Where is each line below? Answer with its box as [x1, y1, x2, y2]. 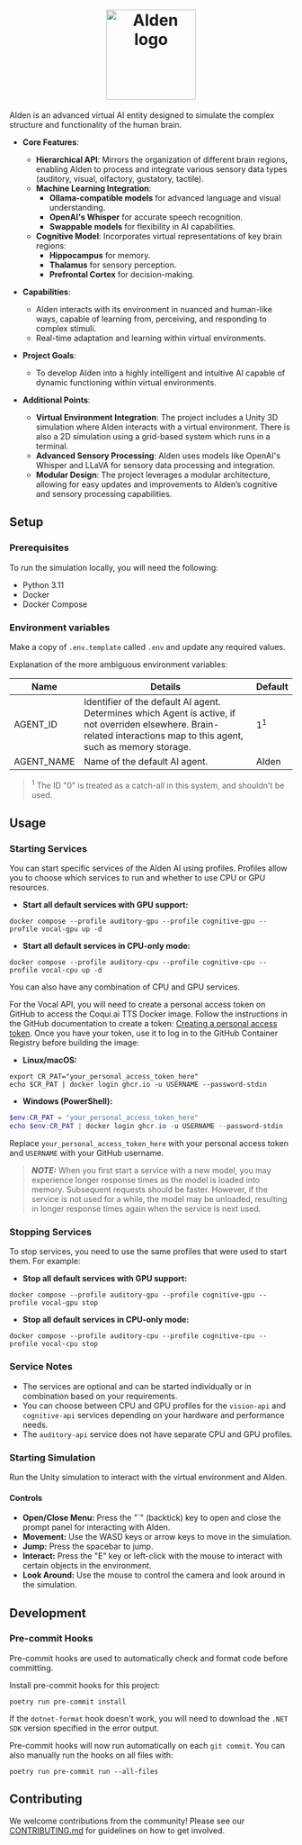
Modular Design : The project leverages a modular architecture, [35, 469, 271, 480]
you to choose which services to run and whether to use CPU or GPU [9, 873, 266, 883]
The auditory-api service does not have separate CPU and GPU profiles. [22, 1428, 293, 1440]
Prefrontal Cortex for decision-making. [49, 268, 195, 279]
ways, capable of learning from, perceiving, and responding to [35, 313, 267, 324]
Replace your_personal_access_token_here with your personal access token [9, 1138, 289, 1149]
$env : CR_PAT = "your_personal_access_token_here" [9, 1113, 200, 1123]
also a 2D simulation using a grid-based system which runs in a [35, 430, 271, 441]
